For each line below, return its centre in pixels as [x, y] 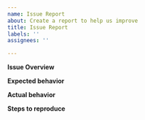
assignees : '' [28, 41]
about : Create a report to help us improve [73, 21]
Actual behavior [31, 95]
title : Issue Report [38, 27]
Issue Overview [31, 67]
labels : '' [23, 34]
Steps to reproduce [36, 109]
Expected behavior [36, 81]
